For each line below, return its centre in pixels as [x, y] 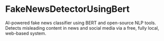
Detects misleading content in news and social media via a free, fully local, [82, 28]
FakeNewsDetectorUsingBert [67, 9]
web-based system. [26, 33]
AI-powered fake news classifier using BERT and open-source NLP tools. [81, 23]
